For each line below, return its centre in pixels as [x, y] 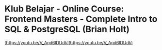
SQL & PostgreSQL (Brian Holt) [67, 29]
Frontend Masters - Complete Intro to [81, 19]
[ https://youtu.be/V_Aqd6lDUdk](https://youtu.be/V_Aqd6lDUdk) [69, 42]
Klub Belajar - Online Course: [64, 9]
